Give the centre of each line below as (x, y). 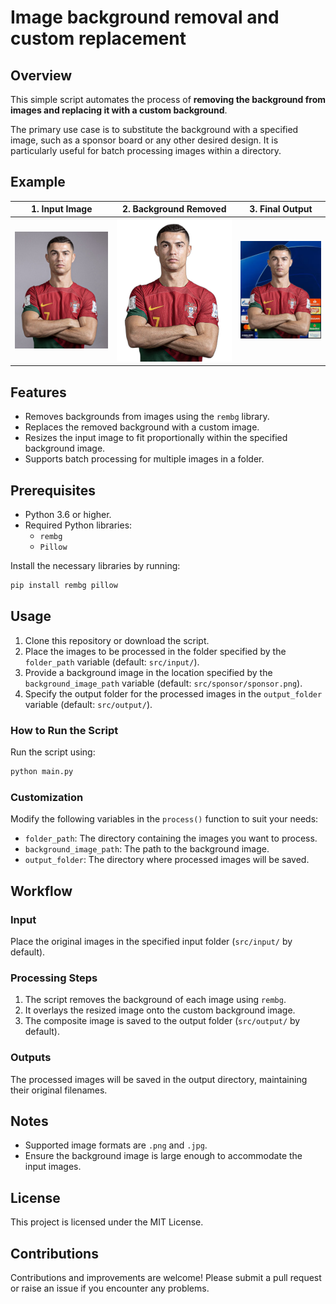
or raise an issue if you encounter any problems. (110, 1288)
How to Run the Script (64, 730)
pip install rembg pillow (64, 586)
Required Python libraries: (78, 525)
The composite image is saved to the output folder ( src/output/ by (162, 1021)
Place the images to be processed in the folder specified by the (155, 651)
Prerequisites (53, 490)
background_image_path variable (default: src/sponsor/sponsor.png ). (163, 683)
